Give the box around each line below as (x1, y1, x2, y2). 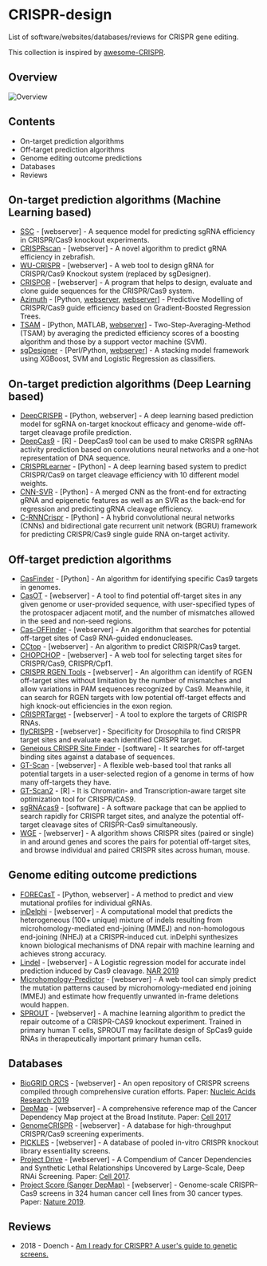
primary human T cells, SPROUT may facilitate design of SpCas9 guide (19, 1025, 253, 1035)
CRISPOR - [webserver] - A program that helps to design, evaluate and (19, 278, 253, 287)
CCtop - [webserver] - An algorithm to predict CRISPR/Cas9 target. (19, 642, 241, 651)
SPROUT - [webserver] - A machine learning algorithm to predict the (19, 1008, 245, 1018)
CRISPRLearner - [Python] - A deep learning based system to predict (19, 461, 247, 472)
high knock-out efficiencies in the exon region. (19, 701, 173, 710)
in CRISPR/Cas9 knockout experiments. (19, 235, 150, 245)
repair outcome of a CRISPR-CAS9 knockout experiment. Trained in (19, 1016, 241, 1027)
